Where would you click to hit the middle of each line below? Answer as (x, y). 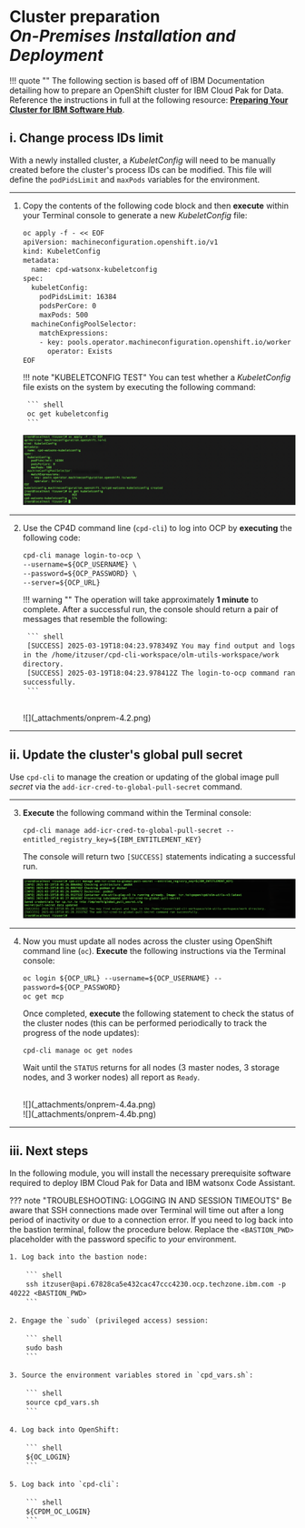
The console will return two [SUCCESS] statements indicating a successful (159, 856)
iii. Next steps (49, 1151)
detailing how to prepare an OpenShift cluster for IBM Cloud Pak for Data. (147, 90)
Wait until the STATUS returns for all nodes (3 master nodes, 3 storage (151, 1067)
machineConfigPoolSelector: (84, 324)
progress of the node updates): (81, 1032)
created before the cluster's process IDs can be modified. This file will (141, 169)
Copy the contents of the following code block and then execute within (155, 206)
